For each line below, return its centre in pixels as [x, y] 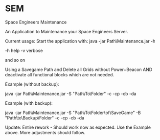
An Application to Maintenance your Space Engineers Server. [67, 31]
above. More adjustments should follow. [45, 132]
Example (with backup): [29, 103]
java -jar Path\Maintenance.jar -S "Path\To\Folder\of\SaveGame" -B [73, 113]
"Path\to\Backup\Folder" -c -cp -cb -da [45, 117]
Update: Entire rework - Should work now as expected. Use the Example [78, 127]
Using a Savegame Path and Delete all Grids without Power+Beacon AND [79, 70]
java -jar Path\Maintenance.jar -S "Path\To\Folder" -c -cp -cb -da [71, 93]
